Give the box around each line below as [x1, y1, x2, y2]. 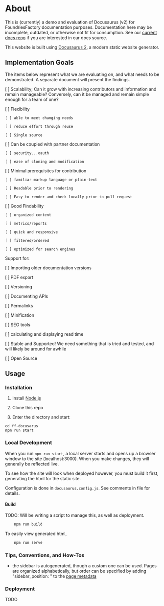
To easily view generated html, [5, 531, 67, 536]
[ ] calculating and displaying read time [5, 331, 84, 337]
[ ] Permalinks [5, 303, 33, 308]
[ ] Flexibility [5, 106, 30, 112]
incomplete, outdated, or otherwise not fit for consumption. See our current [5, 29, 157, 35]
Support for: [5, 255, 30, 261]
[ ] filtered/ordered [5, 238, 49, 243]
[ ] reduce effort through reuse [5, 124, 73, 129]
